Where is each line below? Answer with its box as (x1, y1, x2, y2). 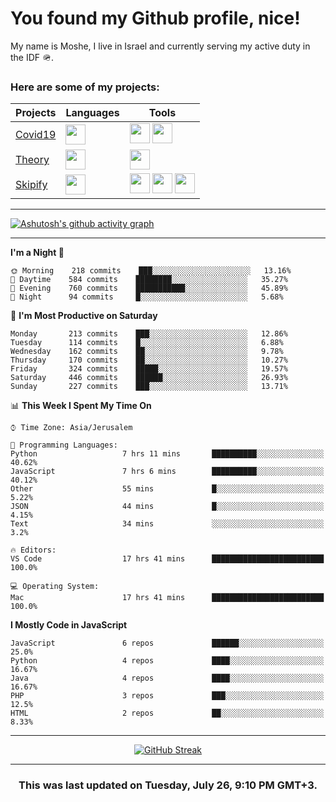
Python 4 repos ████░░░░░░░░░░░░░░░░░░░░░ (10, 656, 325, 666)
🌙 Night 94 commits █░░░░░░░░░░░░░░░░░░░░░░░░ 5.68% (10, 292, 284, 302)
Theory (15, 153, 50, 167)
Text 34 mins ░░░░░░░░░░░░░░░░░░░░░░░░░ (10, 519, 325, 529)
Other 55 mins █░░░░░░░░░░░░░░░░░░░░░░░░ (10, 484, 325, 494)
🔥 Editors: (10, 545, 57, 556)
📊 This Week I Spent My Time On (10, 400, 152, 412)
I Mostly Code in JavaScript (10, 619, 128, 631)
